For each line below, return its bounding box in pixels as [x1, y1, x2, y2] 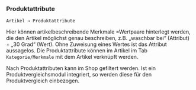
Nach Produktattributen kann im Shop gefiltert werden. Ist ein [6, 65, 156, 72]
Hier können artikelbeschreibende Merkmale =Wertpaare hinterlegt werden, [6, 28, 191, 35]
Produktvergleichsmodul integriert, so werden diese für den [6, 71, 152, 78]
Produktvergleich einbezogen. [6, 77, 80, 84]
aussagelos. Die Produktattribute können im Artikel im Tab [6, 47, 148, 54]
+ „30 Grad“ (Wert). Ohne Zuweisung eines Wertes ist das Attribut [6, 41, 167, 48]
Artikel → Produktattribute [6, 18, 76, 24]
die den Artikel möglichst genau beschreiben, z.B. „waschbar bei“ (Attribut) [6, 35, 190, 42]
